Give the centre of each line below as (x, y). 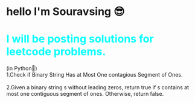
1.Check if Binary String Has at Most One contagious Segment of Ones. (94, 75)
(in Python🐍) (22, 68)
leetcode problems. (56, 52)
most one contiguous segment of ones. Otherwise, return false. (85, 94)
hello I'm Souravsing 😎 (66, 12)
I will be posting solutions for (80, 39)
